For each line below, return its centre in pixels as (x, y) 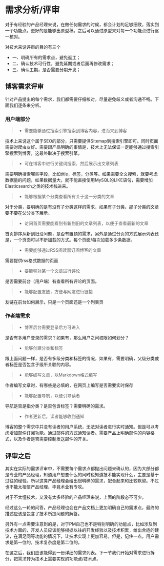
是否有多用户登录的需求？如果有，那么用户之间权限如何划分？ (67, 338)
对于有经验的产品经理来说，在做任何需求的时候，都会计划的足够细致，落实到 (82, 24)
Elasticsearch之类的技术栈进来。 (38, 186)
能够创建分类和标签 (44, 348)
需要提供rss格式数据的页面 (32, 261)
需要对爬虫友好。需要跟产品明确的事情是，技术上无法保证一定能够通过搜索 (80, 147)
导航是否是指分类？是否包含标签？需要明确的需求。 (56, 406)
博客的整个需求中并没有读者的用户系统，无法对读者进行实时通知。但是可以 (80, 427)
